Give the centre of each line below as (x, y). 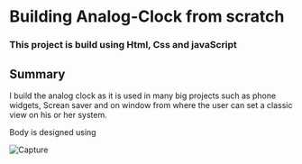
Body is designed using (53, 132)
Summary (37, 74)
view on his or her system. (58, 114)
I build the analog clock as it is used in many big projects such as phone (143, 96)
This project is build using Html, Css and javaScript (123, 45)
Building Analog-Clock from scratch (147, 17)
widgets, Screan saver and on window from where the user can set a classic (151, 105)
